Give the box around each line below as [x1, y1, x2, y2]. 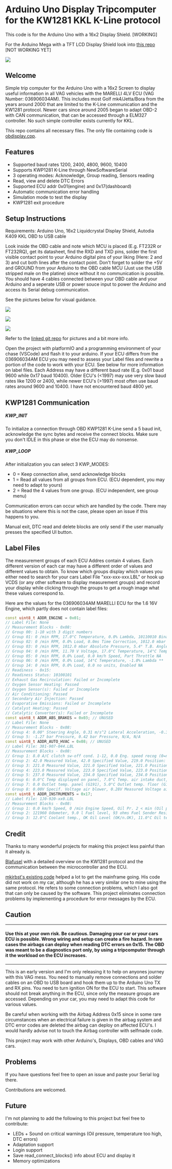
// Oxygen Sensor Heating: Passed [5, 682, 79, 687]
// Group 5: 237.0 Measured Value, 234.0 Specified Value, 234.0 [5, 773, 147, 778]
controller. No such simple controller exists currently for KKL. [5, 117, 134, 123]
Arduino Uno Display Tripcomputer [5, 4, 157, 15]
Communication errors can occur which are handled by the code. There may [5, 503, 167, 509]
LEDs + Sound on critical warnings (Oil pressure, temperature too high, [12, 1131, 162, 1137]
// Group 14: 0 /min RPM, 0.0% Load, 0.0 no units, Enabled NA [5, 663, 143, 668]
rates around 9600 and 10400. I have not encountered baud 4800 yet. [5, 383, 154, 390]
